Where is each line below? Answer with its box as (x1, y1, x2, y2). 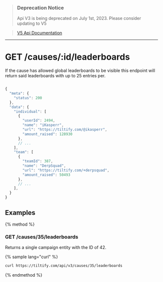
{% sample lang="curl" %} (5, 254, 58, 260)
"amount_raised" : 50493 (22, 172, 70, 177)
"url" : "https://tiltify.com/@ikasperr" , (22, 127, 108, 132)
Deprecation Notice (16, 4, 64, 11)
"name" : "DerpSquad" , (22, 163, 66, 168)
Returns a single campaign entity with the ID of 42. (5, 245, 107, 250)
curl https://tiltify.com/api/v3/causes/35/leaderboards (5, 264, 123, 268)
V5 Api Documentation (16, 30, 62, 36)
